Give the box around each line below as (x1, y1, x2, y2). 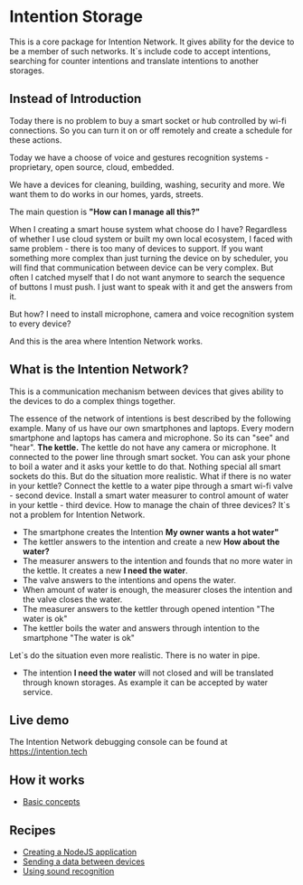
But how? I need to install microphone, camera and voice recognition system (9, 308, 295, 319)
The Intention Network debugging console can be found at (9, 737, 228, 748)
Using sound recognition (22, 866, 115, 876)
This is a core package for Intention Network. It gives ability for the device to (9, 36, 295, 47)
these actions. (9, 134, 62, 146)
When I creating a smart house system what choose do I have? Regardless (9, 223, 288, 234)
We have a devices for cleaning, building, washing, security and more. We (9, 179, 285, 190)
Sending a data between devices (22, 856, 146, 867)
